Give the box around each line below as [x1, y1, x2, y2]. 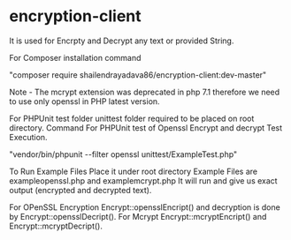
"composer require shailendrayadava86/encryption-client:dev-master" [9, 69, 267, 80]
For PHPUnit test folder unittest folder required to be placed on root [9, 113, 255, 124]
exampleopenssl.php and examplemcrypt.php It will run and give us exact [9, 175, 278, 186]
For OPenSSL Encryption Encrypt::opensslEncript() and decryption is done [9, 201, 280, 213]
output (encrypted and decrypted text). [9, 184, 152, 195]
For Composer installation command [9, 52, 142, 63]
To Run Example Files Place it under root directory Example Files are [9, 166, 258, 176]
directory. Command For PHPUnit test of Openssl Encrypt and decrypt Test [9, 122, 283, 133]
